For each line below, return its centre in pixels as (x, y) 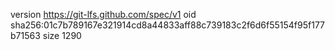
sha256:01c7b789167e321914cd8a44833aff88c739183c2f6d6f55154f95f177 (168, 25)
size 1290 (62, 35)
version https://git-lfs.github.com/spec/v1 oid (103, 14)
